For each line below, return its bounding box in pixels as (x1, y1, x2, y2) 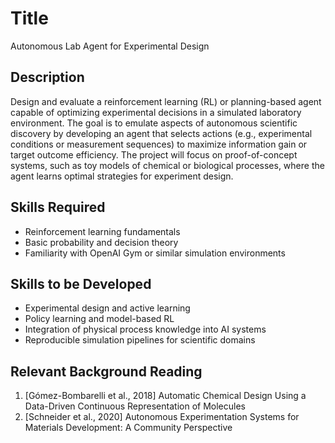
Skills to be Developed (10, 275, 152, 292)
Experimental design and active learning (24, 302, 191, 314)
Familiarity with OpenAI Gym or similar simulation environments (24, 247, 286, 259)
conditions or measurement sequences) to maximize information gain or (10, 138, 308, 150)
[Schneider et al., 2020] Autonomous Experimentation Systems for (24, 411, 300, 423)
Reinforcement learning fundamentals (24, 225, 181, 237)
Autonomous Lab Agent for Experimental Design (10, 40, 210, 52)
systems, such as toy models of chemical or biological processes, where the (10, 159, 325, 171)
